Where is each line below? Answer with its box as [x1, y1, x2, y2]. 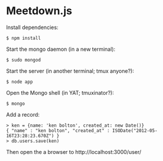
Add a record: [6, 111, 40, 118]
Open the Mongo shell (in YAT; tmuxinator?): [6, 89, 114, 96]
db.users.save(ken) [11, 138, 60, 144]
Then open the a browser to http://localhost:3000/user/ [6, 148, 142, 155]
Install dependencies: [6, 24, 59, 31]
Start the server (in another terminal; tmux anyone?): [6, 67, 135, 75]
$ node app [6, 79, 33, 85]
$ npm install [6, 35, 41, 41]
